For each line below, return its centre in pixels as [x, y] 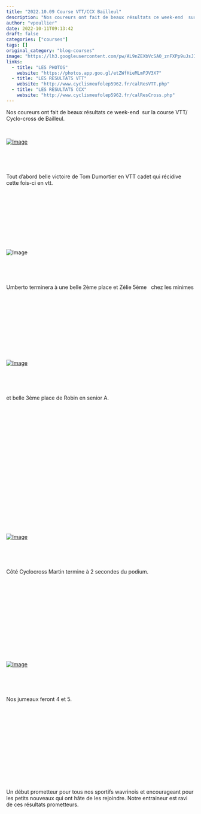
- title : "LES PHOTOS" [40, 67]
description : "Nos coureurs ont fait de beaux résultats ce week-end [95, 17]
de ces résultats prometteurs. [42, 804]
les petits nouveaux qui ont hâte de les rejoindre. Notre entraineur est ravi [97, 798]
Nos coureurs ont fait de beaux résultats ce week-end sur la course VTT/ [97, 112]
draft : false [22, 34]
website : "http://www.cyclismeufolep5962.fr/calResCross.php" [96, 95]
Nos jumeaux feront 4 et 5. [39, 699]
